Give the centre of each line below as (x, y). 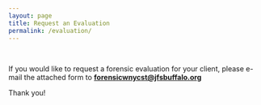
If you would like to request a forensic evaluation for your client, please (126, 69)
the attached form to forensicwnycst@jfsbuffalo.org (113, 78)
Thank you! (27, 93)
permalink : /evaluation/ (50, 30)
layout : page (30, 16)
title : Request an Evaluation (59, 23)
